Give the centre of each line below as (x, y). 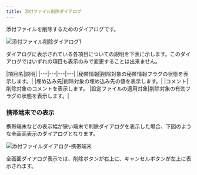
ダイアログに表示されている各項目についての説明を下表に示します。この (93, 54)
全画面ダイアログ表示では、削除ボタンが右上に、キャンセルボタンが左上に (96, 159)
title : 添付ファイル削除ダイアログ (44, 11)
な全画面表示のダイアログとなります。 (52, 133)
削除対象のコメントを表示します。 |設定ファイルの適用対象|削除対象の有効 (96, 88)
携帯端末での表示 (30, 112)
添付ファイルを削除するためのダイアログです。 (63, 29)
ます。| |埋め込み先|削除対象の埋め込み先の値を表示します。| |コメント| (102, 81)
